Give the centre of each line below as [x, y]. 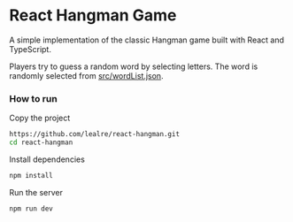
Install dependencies [47, 159]
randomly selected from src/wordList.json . [86, 75]
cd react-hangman [41, 142]
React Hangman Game [93, 15]
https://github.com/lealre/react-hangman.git [94, 134]
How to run [33, 98]
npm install [31, 175]
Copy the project [40, 118]
